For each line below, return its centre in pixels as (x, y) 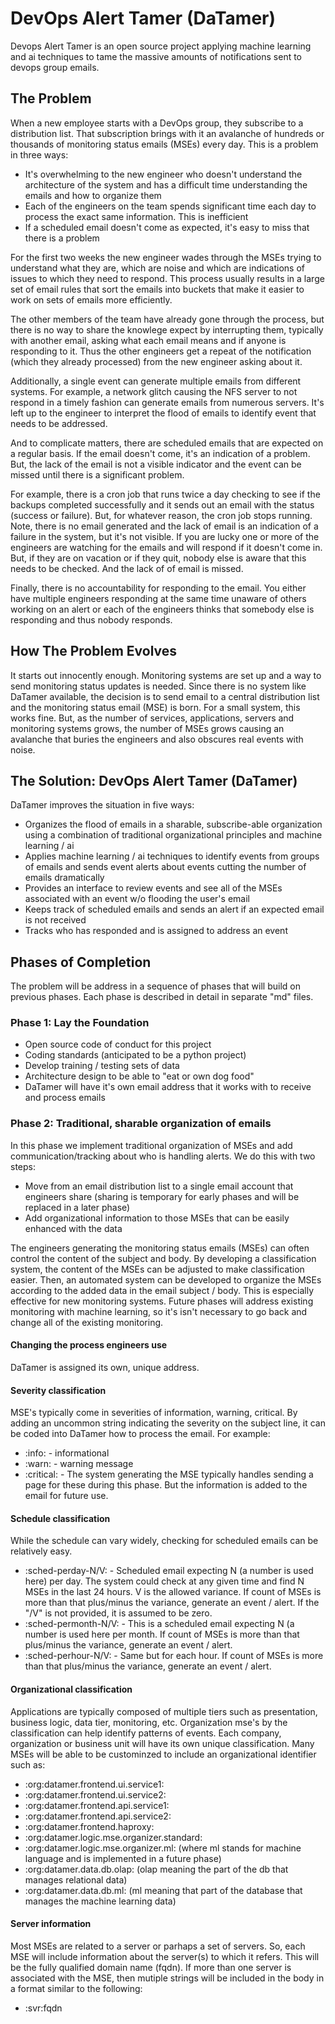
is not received (55, 920)
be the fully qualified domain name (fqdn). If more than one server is (151, 1967)
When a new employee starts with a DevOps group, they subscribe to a (157, 123)
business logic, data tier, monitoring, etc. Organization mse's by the (149, 1722)
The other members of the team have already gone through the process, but (167, 319)
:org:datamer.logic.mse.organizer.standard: (113, 1837)
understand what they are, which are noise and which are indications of (157, 268)
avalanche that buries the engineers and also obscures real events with (157, 739)
